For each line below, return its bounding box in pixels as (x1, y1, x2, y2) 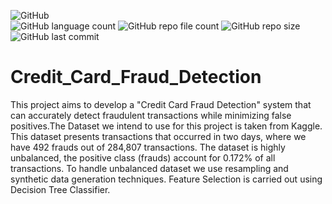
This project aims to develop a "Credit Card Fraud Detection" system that (10, 98, 312, 110)
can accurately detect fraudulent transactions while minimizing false (10, 109, 292, 121)
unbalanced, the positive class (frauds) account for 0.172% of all (10, 151, 276, 164)
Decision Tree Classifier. (10, 183, 111, 195)
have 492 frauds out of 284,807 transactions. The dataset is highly (10, 141, 286, 153)
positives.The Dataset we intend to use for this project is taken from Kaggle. (10, 120, 323, 132)
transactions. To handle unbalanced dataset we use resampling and (10, 162, 289, 174)
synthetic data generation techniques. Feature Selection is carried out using (10, 173, 323, 185)
